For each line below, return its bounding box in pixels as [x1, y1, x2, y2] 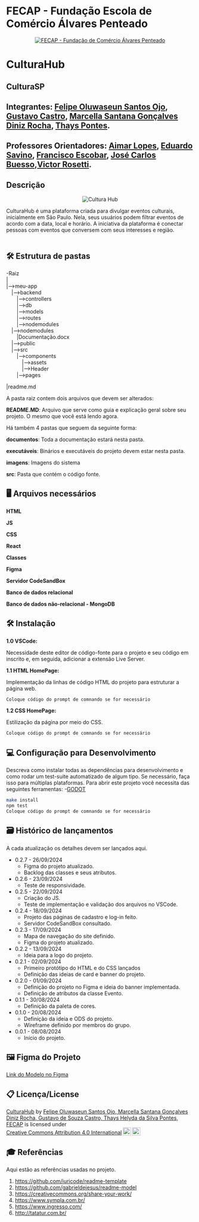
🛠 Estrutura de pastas [6, 251, 91, 261]
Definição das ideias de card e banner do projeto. [23, 971, 146, 978]
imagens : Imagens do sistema [6, 459, 80, 466]
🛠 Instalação [6, 618, 55, 629]
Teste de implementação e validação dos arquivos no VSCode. [23, 901, 178, 908]
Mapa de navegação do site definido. [23, 932, 115, 940]
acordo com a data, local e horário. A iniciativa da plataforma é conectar [6, 220, 184, 227]
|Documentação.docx [17, 333, 70, 341]
